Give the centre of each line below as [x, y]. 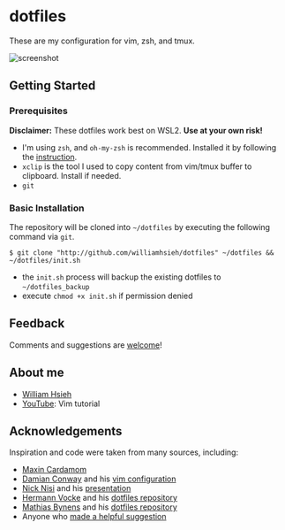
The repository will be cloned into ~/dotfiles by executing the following [140, 227]
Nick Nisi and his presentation [76, 488]
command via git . [42, 236]
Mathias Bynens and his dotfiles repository [100, 507]
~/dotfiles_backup [56, 287]
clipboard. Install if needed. [71, 175]
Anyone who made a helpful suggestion [94, 517]
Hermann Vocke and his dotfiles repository [100, 498]
